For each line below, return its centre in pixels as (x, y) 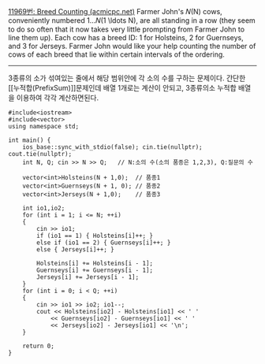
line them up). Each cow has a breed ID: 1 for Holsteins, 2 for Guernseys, (126, 37)
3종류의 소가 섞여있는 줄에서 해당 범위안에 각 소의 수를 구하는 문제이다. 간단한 (127, 78)
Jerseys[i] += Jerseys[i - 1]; (88, 277)
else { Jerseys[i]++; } (75, 250)
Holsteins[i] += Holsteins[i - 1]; (95, 263)
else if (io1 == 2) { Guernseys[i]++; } (104, 243)
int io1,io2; (44, 208)
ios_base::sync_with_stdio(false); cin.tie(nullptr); (112, 147)
